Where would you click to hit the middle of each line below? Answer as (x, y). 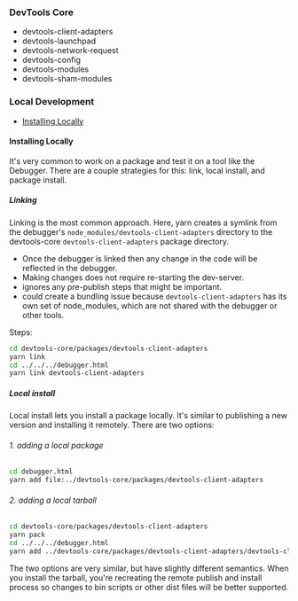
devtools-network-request (70, 51)
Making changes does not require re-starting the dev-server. (133, 277)
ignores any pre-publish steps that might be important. (122, 286)
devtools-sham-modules (67, 79)
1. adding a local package (56, 445)
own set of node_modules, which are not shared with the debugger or (149, 305)
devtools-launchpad (59, 41)
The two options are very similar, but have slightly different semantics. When (149, 568)
